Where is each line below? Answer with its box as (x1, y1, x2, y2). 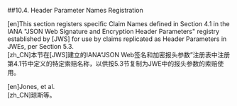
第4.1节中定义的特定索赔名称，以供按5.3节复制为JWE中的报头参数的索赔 (7, 59, 218, 68)
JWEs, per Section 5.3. (7, 42, 75, 50)
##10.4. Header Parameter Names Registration (7, 6, 144, 14)
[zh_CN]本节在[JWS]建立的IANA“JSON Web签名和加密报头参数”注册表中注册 (7, 51, 231, 59)
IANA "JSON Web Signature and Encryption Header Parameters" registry (7, 28, 220, 35)
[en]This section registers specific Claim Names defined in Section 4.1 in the (7, 20, 230, 28)
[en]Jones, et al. (7, 83, 55, 90)
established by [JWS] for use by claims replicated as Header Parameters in (7, 35, 227, 43)
